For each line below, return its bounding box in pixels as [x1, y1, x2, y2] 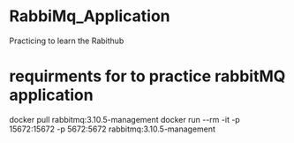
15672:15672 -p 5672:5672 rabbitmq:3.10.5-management [9, 124, 216, 134]
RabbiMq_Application [9, 6, 170, 26]
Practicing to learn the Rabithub [9, 35, 124, 46]
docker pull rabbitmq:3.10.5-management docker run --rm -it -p [9, 114, 240, 124]
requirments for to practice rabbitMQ [9, 66, 286, 87]
